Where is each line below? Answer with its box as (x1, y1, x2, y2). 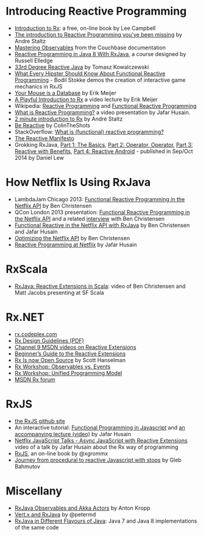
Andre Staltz (14, 37, 46, 45)
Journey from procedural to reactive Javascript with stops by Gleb (14, 456, 182, 463)
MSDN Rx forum (14, 376, 55, 383)
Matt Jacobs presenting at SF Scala (14, 288, 104, 296)
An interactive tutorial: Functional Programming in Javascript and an (14, 424, 185, 431)
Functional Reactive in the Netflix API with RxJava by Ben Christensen (14, 221, 190, 229)
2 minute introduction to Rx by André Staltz (14, 115, 123, 123)
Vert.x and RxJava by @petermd (14, 510, 96, 518)
